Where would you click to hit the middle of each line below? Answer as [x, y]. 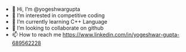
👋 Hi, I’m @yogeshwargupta [46, 9]
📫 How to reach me [36, 35]
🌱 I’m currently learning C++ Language [60, 22]
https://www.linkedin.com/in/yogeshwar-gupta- [121, 35]
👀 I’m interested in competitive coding [58, 15]
